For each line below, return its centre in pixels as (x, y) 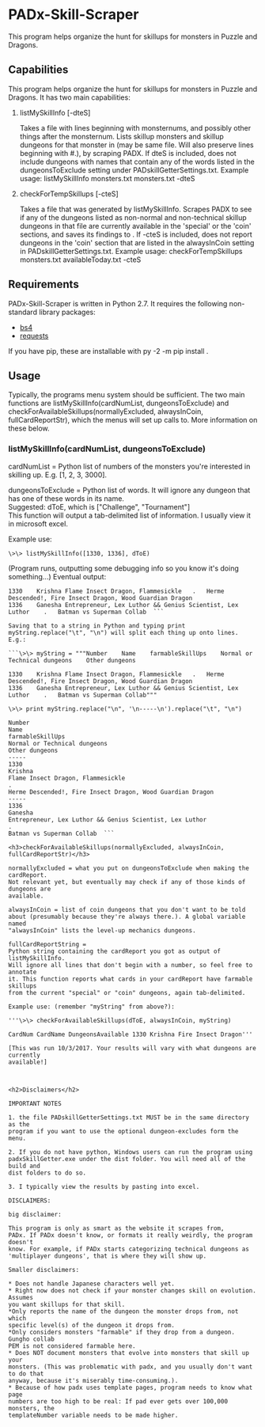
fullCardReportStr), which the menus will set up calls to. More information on (133, 420)
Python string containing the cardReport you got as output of (115, 951)
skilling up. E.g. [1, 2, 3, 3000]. (58, 474)
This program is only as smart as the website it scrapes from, (116, 1228)
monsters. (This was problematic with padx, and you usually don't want (131, 1367)
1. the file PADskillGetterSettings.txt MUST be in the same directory (129, 1118)
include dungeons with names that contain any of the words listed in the (137, 161)
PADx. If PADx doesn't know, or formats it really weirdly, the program (131, 1235)
